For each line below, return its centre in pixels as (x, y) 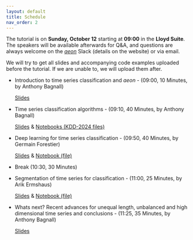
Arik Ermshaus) (33, 184)
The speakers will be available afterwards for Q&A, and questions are (89, 45)
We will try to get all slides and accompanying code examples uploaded (93, 63)
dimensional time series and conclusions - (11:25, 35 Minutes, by (92, 214)
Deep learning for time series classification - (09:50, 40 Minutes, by (97, 138)
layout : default (26, 11)
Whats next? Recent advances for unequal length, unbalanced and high (101, 207)
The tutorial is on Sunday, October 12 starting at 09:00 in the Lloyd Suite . (96, 39)
